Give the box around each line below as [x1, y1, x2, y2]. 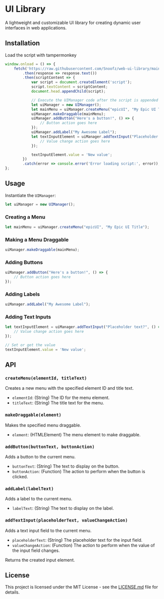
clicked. [12, 474, 28, 480]
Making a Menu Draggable [5, 236, 69, 243]
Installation [5, 39, 40, 48]
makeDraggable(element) [5, 412, 62, 418]
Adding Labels [5, 291, 40, 298]
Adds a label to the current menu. [5, 496, 72, 502]
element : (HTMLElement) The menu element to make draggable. [12, 431, 141, 437]
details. [5, 589, 20, 595]
